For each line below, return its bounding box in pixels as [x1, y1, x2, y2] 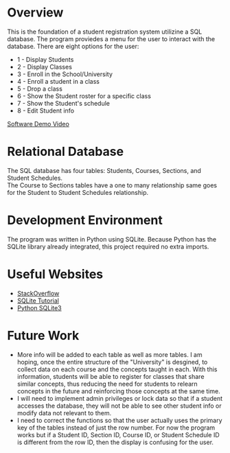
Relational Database [7, 144, 124, 159]
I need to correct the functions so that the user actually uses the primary [16, 416, 222, 424]
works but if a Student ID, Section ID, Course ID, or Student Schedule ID [16, 430, 220, 439]
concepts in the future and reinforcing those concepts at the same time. [16, 386, 221, 395]
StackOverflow [16, 289, 60, 297]
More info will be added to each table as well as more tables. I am [16, 350, 203, 358]
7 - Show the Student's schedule [16, 99, 110, 107]
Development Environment [7, 213, 163, 228]
